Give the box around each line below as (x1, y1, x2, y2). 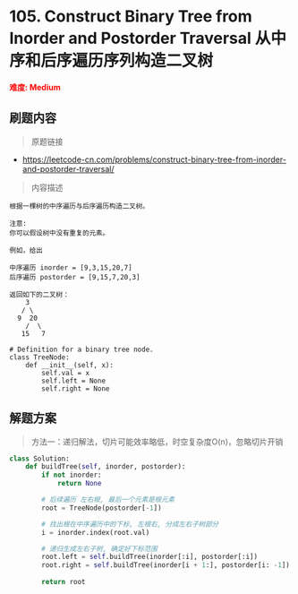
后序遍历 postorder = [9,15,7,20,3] (9, 272, 140, 281)
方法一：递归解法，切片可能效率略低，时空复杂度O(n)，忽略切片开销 (30, 436, 284, 447)
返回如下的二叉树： (9, 289, 70, 299)
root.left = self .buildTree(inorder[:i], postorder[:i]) (41, 553, 258, 562)
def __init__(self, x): (25, 360, 115, 369)
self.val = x (41, 368, 90, 377)
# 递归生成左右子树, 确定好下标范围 (41, 544, 158, 553)
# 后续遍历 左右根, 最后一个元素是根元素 (41, 495, 175, 504)
